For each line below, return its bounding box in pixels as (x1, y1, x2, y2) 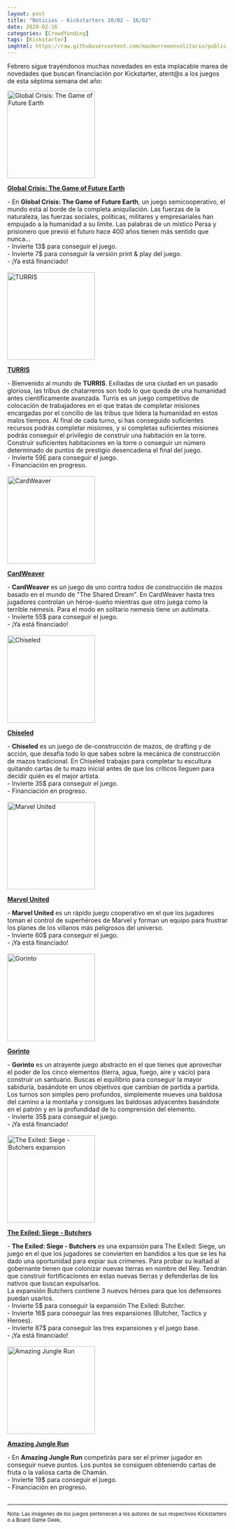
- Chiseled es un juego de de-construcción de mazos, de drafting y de (7, 742, 211, 750)
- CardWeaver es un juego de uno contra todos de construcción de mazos (7, 583, 223, 591)
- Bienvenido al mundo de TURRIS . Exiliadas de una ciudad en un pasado (7, 379, 218, 387)
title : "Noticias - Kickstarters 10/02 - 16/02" (7, 17, 152, 24)
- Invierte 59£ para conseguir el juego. (7, 453, 118, 462)
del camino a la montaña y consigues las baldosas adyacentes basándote (7, 1098, 220, 1106)
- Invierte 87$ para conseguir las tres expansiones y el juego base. (7, 1324, 200, 1332)
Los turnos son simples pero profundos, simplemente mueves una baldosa (7, 1090, 222, 1099)
